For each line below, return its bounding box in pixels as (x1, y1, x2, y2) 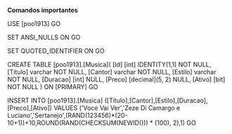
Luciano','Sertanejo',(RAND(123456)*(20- (7, 112, 128, 119)
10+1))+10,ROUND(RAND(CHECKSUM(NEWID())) (7, 119, 149, 127)
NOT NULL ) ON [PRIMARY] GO (7, 83, 98, 91)
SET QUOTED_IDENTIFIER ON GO (7, 47, 105, 55)
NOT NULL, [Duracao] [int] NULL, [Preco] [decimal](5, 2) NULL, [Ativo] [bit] (7, 75, 226, 83)
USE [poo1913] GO (7, 20, 61, 27)
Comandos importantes (7, 6, 79, 14)
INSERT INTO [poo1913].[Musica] (7, 96, 103, 105)
